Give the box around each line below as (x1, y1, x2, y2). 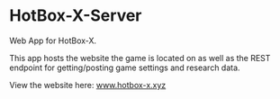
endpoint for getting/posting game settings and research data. (9, 62, 240, 73)
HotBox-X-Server (9, 5, 142, 26)
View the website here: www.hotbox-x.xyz (9, 79, 167, 90)
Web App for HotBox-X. (9, 35, 97, 46)
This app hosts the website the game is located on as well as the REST (9, 52, 271, 63)
